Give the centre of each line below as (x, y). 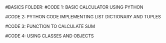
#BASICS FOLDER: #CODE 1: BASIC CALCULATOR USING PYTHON (74, 7)
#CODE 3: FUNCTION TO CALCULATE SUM (50, 26)
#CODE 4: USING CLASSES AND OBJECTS (49, 36)
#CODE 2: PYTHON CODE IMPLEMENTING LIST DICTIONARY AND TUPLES (83, 17)
